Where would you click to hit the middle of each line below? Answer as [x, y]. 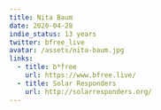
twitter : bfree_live [47, 42]
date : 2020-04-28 [41, 26]
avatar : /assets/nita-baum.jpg [67, 51]
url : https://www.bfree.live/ [81, 75]
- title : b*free [47, 67]
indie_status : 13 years [53, 34]
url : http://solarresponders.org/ [88, 91]
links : [21, 59]
